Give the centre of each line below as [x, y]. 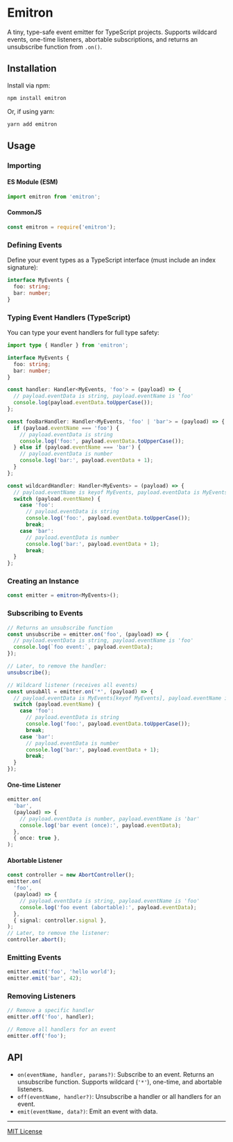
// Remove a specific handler [51, 1011]
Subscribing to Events [45, 613]
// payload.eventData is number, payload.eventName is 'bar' [110, 819]
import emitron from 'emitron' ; [54, 197]
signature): [23, 267]
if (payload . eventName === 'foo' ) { [66, 428]
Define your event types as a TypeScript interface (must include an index [112, 260]
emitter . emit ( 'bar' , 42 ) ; [44, 978]
